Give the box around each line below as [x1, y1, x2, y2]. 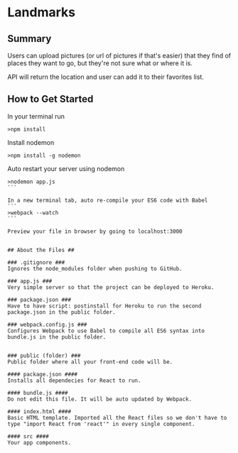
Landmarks [7, 4, 76, 21]
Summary [7, 33, 52, 45]
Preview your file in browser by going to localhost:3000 [7, 228, 183, 235]
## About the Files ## [7, 246, 75, 253]
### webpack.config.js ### [7, 321, 87, 328]
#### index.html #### [7, 408, 72, 415]
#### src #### [7, 432, 50, 440]
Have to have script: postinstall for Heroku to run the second [7, 302, 202, 310]
